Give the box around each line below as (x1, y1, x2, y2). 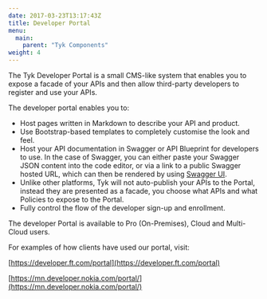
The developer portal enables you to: (8, 103, 130, 112)
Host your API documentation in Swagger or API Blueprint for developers (19, 144, 259, 153)
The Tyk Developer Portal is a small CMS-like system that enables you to (8, 71, 247, 80)
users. (29, 227, 50, 236)
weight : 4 (8, 49, 41, 57)
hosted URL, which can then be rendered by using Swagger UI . (19, 169, 227, 179)
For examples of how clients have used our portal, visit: (8, 242, 190, 252)
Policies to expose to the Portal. (19, 195, 124, 204)
